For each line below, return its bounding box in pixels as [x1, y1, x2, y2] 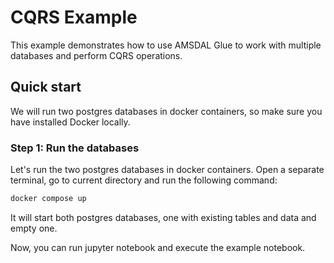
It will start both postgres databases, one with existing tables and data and [10, 211, 317, 223]
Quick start [10, 79, 82, 96]
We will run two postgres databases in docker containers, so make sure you [10, 105, 323, 117]
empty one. [10, 222, 58, 234]
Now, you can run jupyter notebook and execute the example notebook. [10, 241, 306, 253]
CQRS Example [10, 6, 138, 29]
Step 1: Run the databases [10, 141, 140, 155]
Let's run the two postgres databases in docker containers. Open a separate [10, 164, 325, 176]
